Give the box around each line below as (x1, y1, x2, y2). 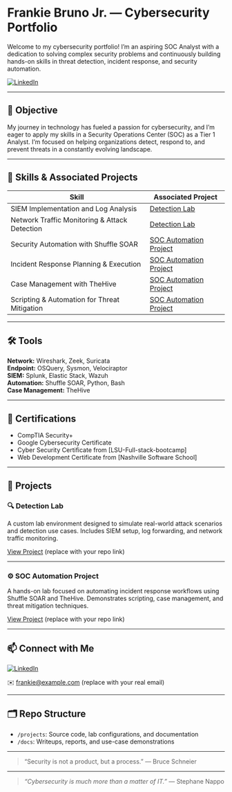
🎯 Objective (7, 105, 58, 116)
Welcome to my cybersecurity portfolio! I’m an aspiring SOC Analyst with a (7, 42, 220, 51)
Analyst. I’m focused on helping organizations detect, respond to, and (7, 137, 205, 146)
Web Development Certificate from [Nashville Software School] (17, 453, 197, 462)
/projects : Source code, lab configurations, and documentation (17, 730, 199, 738)
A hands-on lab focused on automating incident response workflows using (7, 587, 220, 595)
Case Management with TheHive (10, 279, 117, 289)
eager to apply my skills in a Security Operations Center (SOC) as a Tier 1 (7, 130, 215, 138)
